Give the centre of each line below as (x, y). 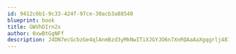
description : (26, 40)
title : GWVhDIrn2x (34, 27)
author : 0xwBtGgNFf (36, 33)
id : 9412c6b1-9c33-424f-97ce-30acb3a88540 (70, 14)
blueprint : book (31, 20)
